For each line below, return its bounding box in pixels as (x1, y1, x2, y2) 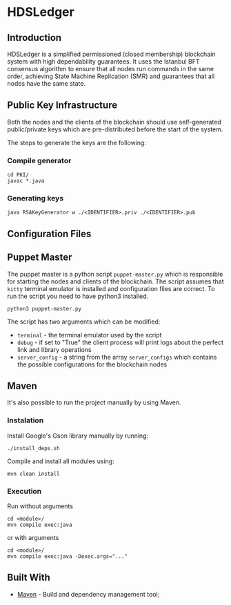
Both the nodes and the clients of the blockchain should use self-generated (7, 118, 222, 126)
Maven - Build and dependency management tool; (17, 590, 160, 598)
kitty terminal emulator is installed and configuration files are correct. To (7, 284, 215, 292)
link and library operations (17, 345, 92, 353)
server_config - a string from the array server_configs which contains (17, 353, 217, 361)
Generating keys (7, 194, 64, 203)
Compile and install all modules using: (7, 457, 115, 465)
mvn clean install (7, 470, 60, 477)
